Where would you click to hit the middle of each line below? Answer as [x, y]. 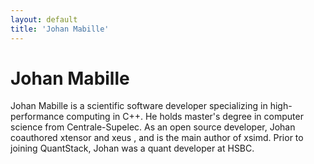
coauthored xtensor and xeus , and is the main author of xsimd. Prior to [157, 138]
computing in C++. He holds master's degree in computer [185, 117]
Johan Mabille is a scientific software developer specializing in [139, 106]
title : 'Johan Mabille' [60, 29]
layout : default [44, 19]
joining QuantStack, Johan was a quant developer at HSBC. [132, 148]
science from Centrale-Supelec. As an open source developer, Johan [153, 127]
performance [37, 117]
